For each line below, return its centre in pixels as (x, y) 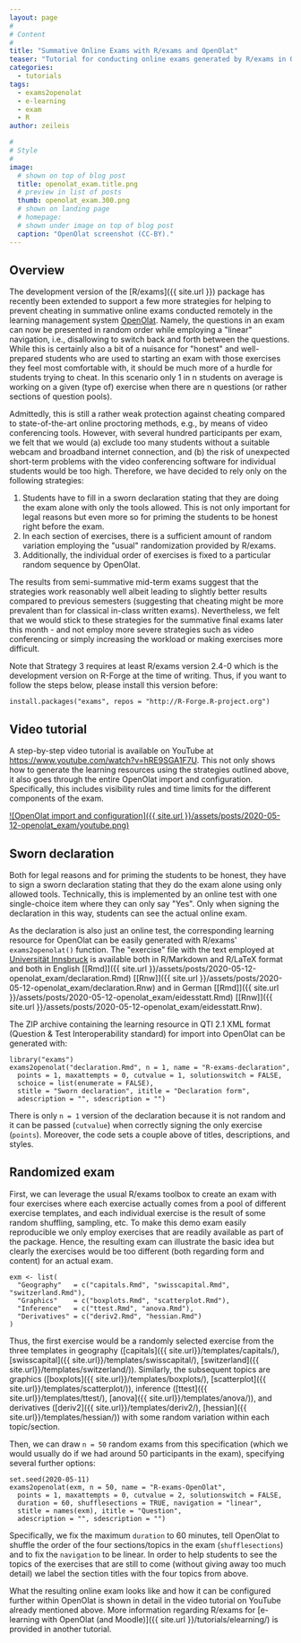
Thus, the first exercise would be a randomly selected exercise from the (142, 1341)
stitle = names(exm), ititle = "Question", (99, 1511)
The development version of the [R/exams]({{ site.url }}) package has (138, 291)
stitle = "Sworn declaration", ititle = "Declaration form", (134, 1091)
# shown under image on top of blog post (96, 225)
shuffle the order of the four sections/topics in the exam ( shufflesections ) (146, 1544)
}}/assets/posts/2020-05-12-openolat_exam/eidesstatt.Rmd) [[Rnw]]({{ (141, 997)
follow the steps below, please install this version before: (114, 685)
